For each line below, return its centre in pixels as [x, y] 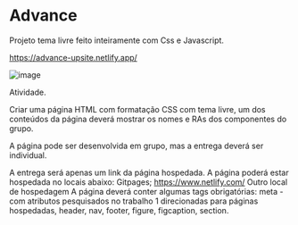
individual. [28, 155]
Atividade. [28, 92]
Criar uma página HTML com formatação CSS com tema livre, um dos [137, 109]
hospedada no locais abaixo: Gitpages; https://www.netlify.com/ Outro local [149, 182]
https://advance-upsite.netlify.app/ [74, 57]
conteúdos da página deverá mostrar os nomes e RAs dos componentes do [148, 119]
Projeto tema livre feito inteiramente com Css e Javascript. [117, 40]
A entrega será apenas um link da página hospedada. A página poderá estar [149, 172]
